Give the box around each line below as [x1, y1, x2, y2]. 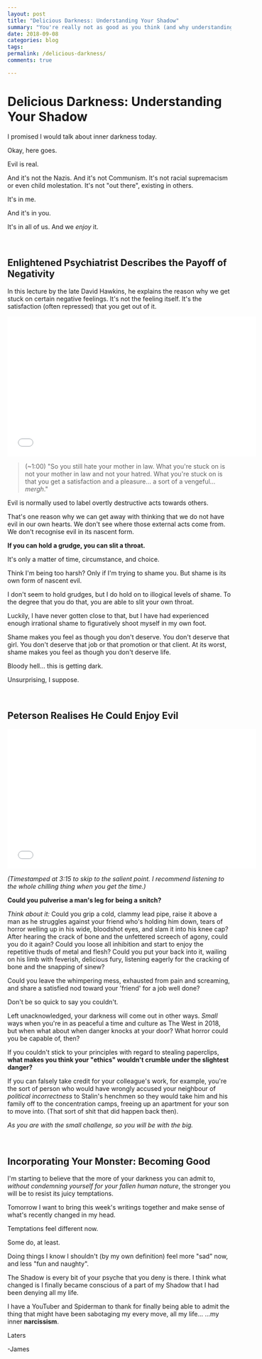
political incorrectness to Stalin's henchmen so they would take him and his [7, 1092, 229, 1101]
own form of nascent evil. [7, 576, 82, 585]
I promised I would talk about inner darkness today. [7, 132, 158, 141]
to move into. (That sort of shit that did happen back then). [7, 1107, 179, 1116]
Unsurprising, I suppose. [7, 675, 80, 683]
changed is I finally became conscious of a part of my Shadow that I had [7, 1281, 219, 1289]
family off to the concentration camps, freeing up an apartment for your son [7, 1099, 229, 1108]
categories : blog [7, 37, 59, 44]
